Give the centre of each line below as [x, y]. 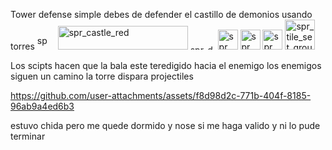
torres [22, 46]
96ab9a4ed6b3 [42, 106]
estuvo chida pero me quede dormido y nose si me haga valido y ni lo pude [165, 125]
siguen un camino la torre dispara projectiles [102, 76]
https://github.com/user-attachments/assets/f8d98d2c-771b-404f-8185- [161, 95]
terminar [28, 136]
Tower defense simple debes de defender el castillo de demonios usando [161, 14]
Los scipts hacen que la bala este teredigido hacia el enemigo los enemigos [166, 65]
